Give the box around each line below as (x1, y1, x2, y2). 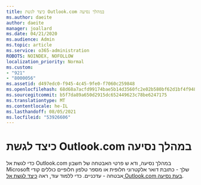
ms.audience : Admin (6, 36, 55, 42)
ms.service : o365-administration (6, 48, 90, 54)
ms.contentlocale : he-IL (6, 103, 68, 109)
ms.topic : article (6, 42, 52, 48)
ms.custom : (6, 64, 33, 70)
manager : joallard (6, 25, 52, 32)
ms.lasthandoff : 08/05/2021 (6, 109, 77, 115)
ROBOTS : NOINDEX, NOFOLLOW (6, 53, 74, 59)
